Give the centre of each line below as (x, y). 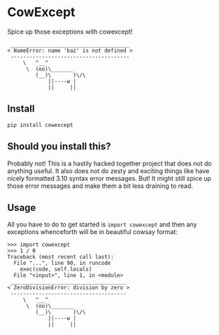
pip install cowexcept (40, 125)
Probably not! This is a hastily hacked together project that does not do (109, 163)
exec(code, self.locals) (56, 269)
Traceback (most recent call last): (61, 257)
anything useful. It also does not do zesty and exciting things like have (108, 171)
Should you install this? (59, 147)
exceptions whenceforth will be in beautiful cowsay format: (93, 232)
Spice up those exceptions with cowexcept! (70, 32)
